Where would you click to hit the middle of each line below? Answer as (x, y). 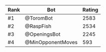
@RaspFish (38, 26)
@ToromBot (39, 18)
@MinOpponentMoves (51, 42)
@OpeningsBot (43, 34)
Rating (90, 10)
